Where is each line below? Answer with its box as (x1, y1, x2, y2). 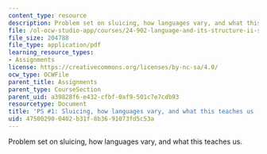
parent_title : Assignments (8, 78, 98, 86)
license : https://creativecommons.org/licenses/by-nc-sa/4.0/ (8, 64, 219, 71)
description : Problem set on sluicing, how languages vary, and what (8, 19, 244, 27)
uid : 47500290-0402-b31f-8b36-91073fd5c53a (8, 115, 155, 123)
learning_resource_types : (8, 48, 94, 56)
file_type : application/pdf (8, 41, 102, 49)
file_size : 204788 (8, 33, 69, 42)
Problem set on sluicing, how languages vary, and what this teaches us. (8, 137, 242, 146)
